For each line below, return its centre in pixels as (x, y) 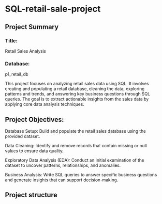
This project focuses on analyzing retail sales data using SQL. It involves (77, 84)
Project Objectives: (35, 119)
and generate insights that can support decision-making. (62, 180)
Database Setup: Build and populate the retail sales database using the (75, 131)
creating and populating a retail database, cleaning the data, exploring (75, 89)
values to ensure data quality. (34, 151)
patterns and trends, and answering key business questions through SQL (78, 94)
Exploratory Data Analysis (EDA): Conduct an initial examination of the (74, 160)
